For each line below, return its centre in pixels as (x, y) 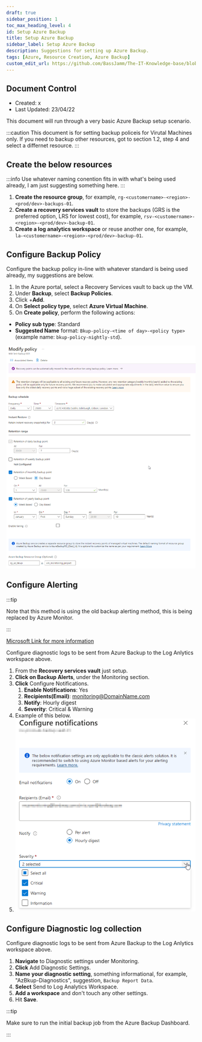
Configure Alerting (42, 585)
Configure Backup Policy (54, 254)
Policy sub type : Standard (47, 324)
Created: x (28, 103)
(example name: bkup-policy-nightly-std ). (68, 337)
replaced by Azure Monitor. (40, 618)
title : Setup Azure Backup (40, 38)
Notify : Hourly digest (50, 702)
